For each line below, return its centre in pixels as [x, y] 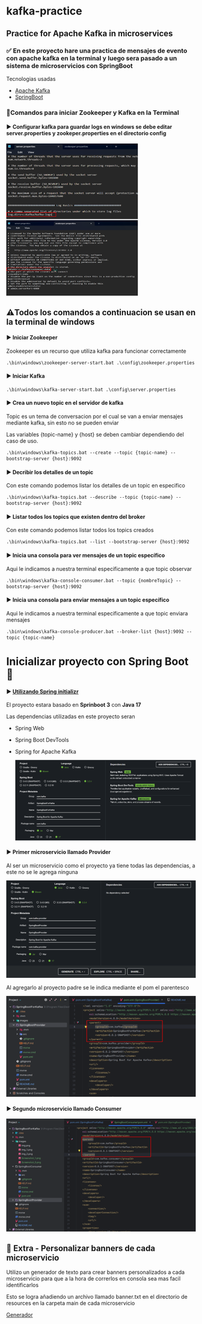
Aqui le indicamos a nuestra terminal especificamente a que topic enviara [97, 613]
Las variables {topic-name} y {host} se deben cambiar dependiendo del [95, 434]
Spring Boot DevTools [42, 740]
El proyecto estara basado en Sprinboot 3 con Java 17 [74, 705]
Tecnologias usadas [31, 79]
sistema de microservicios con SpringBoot [70, 66]
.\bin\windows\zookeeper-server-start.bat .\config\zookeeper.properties [101, 363]
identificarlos [23, 1285]
